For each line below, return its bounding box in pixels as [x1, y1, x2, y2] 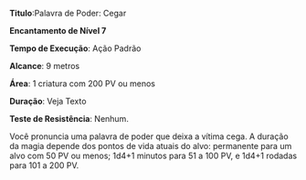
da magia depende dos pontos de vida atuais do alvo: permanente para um [9, 141, 292, 151]
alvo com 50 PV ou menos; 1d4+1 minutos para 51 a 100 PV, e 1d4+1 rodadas [9, 150, 298, 161]
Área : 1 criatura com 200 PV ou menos [9, 78, 155, 89]
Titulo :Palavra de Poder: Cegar [9, 8, 127, 18]
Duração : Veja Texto [9, 95, 87, 106]
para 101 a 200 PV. [9, 160, 79, 171]
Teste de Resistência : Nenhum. [9, 114, 130, 124]
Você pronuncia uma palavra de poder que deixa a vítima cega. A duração [9, 131, 290, 142]
